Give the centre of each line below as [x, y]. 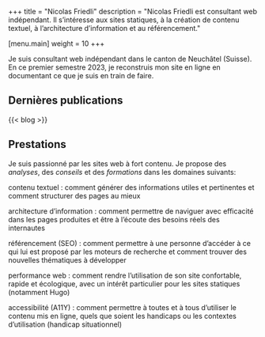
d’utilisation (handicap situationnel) [65, 324]
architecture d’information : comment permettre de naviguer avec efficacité [131, 211]
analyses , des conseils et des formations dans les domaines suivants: [122, 172]
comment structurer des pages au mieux [74, 195]
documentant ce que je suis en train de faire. [81, 76]
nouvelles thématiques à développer [67, 259]
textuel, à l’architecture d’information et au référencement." [104, 28]
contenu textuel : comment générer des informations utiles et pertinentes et [131, 187]
